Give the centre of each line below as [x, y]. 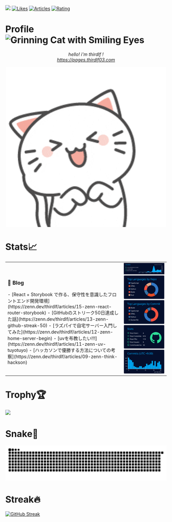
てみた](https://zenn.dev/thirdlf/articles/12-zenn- [60, 332]
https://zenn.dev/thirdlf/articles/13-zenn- [64, 319]
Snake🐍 [22, 434]
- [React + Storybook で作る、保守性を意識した [58, 295]
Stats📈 [21, 247]
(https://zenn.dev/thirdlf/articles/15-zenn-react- [60, 307]
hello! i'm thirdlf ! [86, 54]
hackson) [17, 362]
